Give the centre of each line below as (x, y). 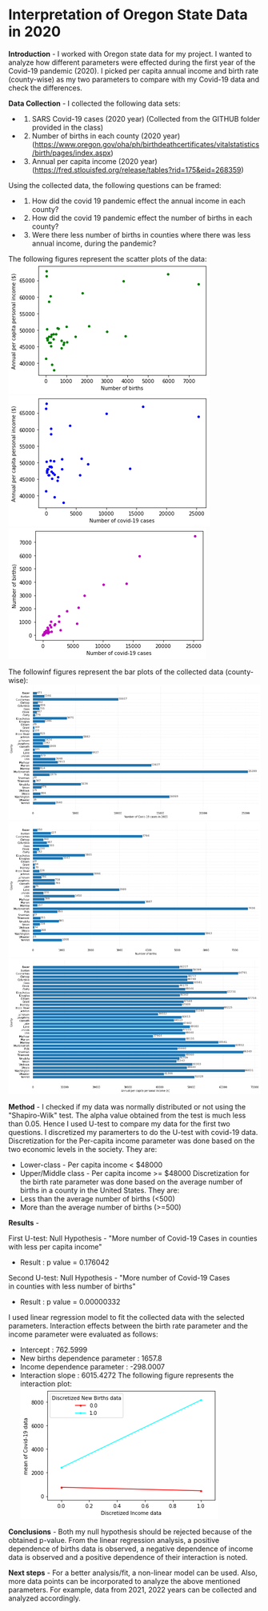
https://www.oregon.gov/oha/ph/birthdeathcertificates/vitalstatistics (147, 144)
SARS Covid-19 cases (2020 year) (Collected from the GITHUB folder (146, 118)
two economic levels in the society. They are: (83, 1149)
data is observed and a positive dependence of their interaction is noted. (128, 1557)
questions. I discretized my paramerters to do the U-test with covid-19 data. (133, 1133)
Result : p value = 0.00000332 (70, 1302)
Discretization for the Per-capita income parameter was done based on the (132, 1141)
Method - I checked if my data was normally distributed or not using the (127, 1107)
